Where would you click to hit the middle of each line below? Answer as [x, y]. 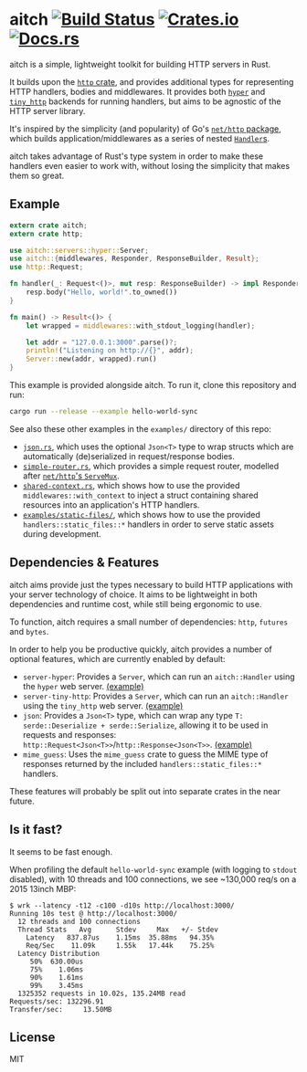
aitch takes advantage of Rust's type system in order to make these [136, 156]
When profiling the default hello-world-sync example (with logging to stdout [153, 869]
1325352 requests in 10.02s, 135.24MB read [101, 993]
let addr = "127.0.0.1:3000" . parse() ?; [102, 342]
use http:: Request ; [47, 268]
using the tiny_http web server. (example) [103, 705]
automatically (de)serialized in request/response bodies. [129, 456]
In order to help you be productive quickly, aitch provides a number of [141, 649]
